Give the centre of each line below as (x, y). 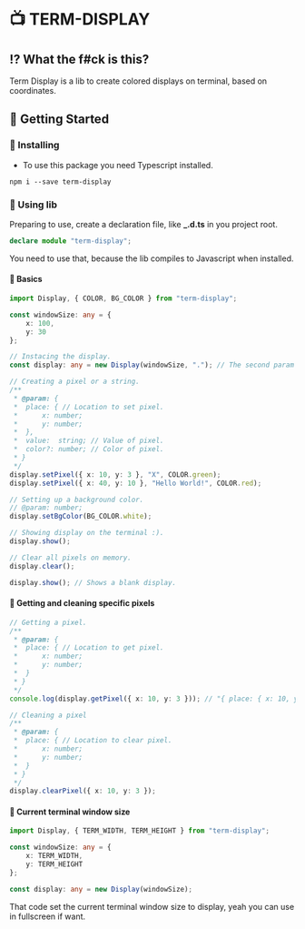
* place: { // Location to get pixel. (89, 648)
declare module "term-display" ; (70, 241)
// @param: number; (46, 508)
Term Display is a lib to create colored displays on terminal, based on (138, 81)
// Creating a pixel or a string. (75, 382)
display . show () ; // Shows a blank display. (93, 582)
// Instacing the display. (60, 357)
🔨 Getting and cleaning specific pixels (82, 603)
